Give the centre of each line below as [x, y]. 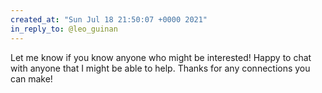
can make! [31, 78]
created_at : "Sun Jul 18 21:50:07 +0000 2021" [109, 19]
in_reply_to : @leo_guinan [64, 29]
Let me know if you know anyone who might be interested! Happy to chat [161, 57]
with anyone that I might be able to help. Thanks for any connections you [160, 68]
